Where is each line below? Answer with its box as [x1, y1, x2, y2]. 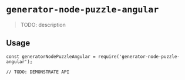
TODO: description [20, 21, 66, 28]
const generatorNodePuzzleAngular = [6, 54, 96, 60]
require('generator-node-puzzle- [97, 54, 180, 60]
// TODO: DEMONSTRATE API [6, 69, 69, 75]
